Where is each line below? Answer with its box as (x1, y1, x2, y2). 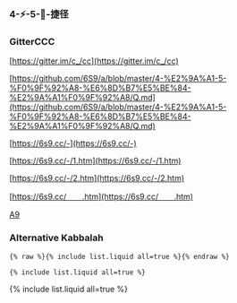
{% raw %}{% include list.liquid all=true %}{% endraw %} (9, 252, 230, 261)
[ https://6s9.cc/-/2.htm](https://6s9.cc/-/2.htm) (9, 173, 185, 184)
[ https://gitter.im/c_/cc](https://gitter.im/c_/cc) (9, 56, 179, 66)
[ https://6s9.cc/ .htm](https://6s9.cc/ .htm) (9, 191, 194, 203)
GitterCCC (9, 35, 55, 48)
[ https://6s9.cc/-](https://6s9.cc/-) (9, 138, 137, 149)
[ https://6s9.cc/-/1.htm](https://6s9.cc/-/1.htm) (9, 155, 182, 167)
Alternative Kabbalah (9, 231, 105, 244)
